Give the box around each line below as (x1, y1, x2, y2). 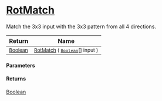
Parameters (6, 62, 35, 69)
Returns (6, 75, 26, 82)
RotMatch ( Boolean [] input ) (34, 46, 99, 53)
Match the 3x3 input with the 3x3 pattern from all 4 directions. (6, 23, 157, 30)
